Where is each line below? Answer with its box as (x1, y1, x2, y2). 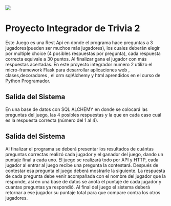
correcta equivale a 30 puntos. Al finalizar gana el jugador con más (5, 55, 147, 62)
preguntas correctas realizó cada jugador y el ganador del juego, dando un (5, 151, 164, 157)
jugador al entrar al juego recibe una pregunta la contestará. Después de (5, 162, 159, 168)
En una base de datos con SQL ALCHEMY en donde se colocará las (5, 106, 148, 113)
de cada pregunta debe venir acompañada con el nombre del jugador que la (5, 173, 166, 179)
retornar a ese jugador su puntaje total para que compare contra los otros (5, 189, 161, 195)
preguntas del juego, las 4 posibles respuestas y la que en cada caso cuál (5, 111, 162, 118)
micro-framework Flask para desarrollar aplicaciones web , (5, 67, 130, 73)
